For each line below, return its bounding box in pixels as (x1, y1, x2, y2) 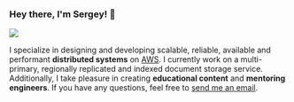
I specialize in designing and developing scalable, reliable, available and (9, 44, 272, 56)
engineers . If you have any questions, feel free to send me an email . (9, 82, 259, 93)
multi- (240, 54, 263, 65)
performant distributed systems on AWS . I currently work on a (9, 54, 239, 65)
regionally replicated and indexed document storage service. (41, 64, 263, 75)
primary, (9, 64, 40, 75)
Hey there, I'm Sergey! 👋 (9, 8, 116, 20)
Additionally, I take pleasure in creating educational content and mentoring (9, 73, 286, 83)
